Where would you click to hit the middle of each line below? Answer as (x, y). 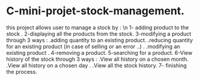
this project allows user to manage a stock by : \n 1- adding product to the (98, 27)
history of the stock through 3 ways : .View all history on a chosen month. (97, 59)
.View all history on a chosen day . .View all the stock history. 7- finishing (96, 65)
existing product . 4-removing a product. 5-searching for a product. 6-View (99, 52)
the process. (22, 71)
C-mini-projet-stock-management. (95, 11)
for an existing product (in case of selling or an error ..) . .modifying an (93, 46)
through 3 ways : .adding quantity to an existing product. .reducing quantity (100, 40)
